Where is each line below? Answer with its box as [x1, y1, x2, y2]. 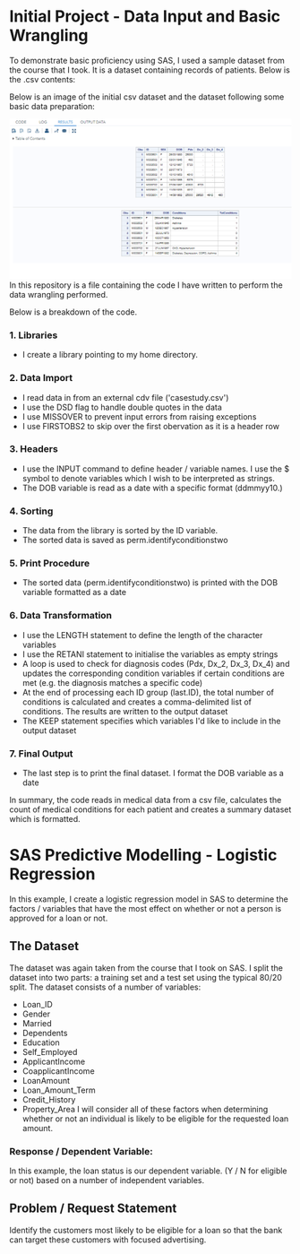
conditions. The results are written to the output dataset [21, 705, 228, 716]
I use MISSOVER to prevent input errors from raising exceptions [21, 411, 257, 422]
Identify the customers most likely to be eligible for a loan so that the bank [9, 1224, 283, 1235]
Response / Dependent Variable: [9, 1145, 154, 1157]
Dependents [21, 1027, 68, 1038]
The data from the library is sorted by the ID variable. [21, 525, 219, 536]
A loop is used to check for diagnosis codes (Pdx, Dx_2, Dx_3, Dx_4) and [21, 658, 290, 669]
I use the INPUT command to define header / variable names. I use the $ [21, 463, 289, 474]
